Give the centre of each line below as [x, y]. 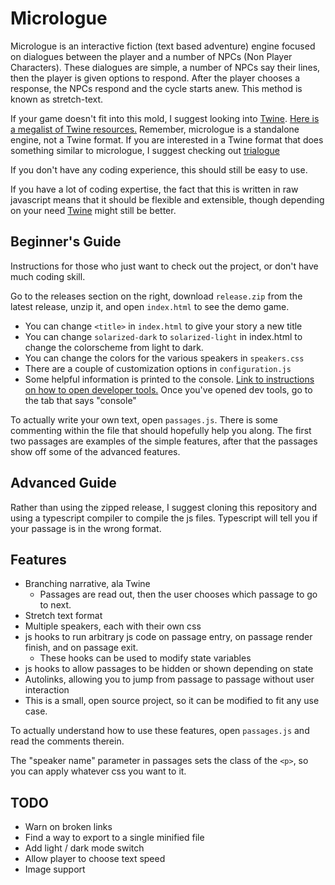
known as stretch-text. [57, 99]
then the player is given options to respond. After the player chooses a [155, 78]
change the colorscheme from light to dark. [114, 347]
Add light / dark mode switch [84, 848]
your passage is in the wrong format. [86, 528]
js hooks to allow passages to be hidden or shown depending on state [169, 669]
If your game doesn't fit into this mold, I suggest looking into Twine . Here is [165, 118]
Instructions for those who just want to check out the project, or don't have [164, 266]
